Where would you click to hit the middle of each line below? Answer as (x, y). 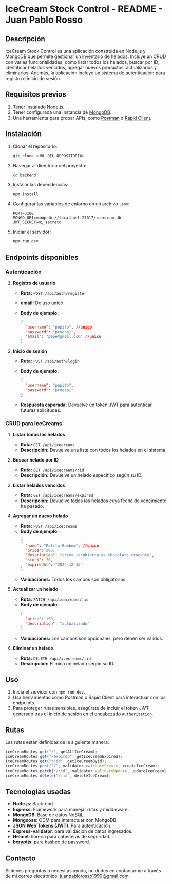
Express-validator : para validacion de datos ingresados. (73, 831)
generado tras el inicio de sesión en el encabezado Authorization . (83, 714)
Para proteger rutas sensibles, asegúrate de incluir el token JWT (81, 708)
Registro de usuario (34, 283)
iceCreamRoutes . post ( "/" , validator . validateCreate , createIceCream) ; (82, 766)
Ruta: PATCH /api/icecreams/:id (54, 599)
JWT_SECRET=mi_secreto (37, 222)
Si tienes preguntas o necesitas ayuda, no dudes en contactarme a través (83, 871)
